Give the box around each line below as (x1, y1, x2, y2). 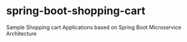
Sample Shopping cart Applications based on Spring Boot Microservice (6, 24, 182, 31)
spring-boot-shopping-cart (6, 4, 146, 18)
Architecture (6, 30, 37, 37)
